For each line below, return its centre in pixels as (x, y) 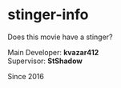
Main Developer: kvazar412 (53, 52)
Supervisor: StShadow (45, 61)
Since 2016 (26, 76)
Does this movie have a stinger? (60, 37)
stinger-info (48, 15)
